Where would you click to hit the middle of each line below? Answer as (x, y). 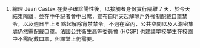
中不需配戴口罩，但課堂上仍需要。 (55, 39)
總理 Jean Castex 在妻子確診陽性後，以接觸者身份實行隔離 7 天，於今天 (101, 9)
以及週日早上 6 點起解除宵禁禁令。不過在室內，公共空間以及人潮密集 (108, 24)
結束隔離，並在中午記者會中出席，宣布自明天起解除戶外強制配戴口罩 (97, 16)
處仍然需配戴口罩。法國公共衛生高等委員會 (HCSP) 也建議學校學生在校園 (102, 31)
